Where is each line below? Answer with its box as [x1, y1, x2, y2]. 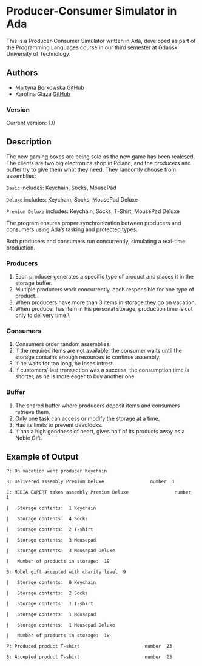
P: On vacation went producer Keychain [6, 467, 107, 474]
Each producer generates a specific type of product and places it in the [15, 273, 194, 280]
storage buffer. [15, 279, 53, 287]
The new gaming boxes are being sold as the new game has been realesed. [6, 153, 195, 160]
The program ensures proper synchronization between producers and [6, 219, 181, 226]
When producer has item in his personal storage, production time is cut [15, 305, 193, 313]
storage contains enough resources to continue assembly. [15, 353, 161, 361]
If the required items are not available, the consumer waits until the [15, 347, 182, 355]
